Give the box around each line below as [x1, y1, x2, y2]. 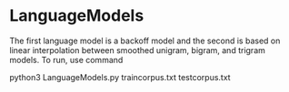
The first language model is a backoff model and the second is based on [9, 35, 281, 46]
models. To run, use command [9, 54, 124, 65]
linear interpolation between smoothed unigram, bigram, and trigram [9, 44, 266, 55]
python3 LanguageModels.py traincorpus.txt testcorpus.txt [9, 71, 231, 82]
